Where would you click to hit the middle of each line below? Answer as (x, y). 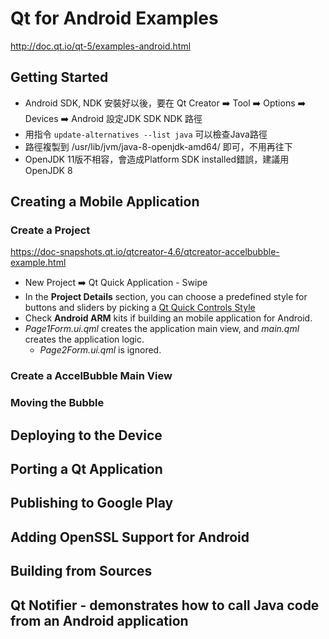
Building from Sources (81, 571)
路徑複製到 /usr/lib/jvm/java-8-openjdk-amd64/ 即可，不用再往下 (158, 146)
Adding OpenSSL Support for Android (130, 537)
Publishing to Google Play (92, 503)
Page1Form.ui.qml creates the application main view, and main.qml (162, 329)
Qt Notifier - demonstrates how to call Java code (165, 605)
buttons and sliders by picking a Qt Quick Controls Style (140, 308)
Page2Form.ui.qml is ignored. (100, 350)
